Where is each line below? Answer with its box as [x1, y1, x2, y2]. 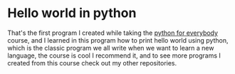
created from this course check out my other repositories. [7, 58, 177, 67]
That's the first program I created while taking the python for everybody [7, 28, 219, 37]
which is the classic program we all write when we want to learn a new [7, 43, 214, 52]
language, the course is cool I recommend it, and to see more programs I [7, 51, 221, 60]
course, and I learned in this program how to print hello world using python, [7, 36, 229, 44]
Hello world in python [7, 5, 137, 21]
